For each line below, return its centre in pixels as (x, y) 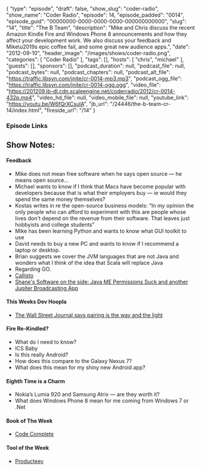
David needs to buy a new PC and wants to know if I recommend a (97, 243)
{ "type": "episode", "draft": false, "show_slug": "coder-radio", (83, 9)
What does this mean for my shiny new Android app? (80, 367)
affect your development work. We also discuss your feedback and (89, 40)
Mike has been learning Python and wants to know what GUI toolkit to (100, 231)
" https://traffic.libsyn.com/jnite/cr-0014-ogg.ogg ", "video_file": (83, 85)
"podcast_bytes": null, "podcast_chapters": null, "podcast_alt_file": (88, 72)
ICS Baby (26, 348)
